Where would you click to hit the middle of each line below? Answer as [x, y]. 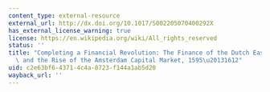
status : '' [27, 46]
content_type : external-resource [64, 16]
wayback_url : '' [35, 75]
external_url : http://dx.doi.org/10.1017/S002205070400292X [111, 23]
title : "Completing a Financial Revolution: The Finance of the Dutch [129, 53]
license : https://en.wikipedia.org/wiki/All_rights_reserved [113, 38]
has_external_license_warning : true [70, 30]
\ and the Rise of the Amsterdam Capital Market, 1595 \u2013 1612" [129, 61]
